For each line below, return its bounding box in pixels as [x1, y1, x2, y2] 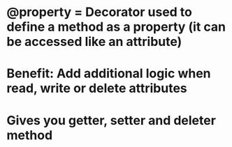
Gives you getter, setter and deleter [6, 112, 216, 128]
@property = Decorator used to [6, 4, 193, 20]
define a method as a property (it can [6, 19, 226, 35]
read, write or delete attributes [6, 81, 187, 96]
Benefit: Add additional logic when [6, 65, 211, 82]
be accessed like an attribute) [6, 34, 182, 49]
